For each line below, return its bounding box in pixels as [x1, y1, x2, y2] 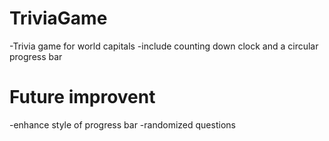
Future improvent [9, 86, 156, 109]
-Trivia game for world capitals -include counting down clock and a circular [9, 40, 319, 52]
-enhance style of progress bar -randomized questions [9, 118, 236, 131]
